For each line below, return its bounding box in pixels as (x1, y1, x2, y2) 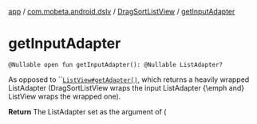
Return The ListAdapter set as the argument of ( (8, 107, 167, 116)
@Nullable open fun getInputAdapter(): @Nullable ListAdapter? (8, 60, 223, 68)
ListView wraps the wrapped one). (8, 91, 121, 101)
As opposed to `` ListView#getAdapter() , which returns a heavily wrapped (8, 75, 250, 84)
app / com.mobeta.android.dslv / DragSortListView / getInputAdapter (8, 7, 235, 16)
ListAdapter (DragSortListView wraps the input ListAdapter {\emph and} (8, 83, 245, 92)
